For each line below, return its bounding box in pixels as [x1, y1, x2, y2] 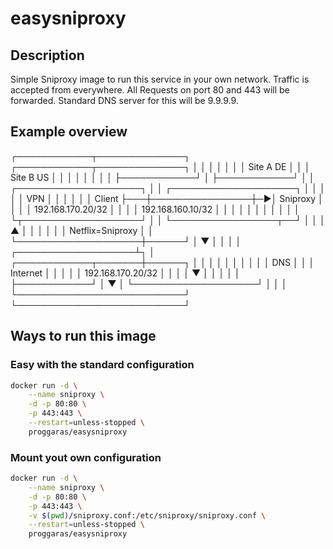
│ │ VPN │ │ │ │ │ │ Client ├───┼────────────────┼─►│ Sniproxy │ [10, 192, 324, 204]
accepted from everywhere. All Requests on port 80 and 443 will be [10, 84, 290, 96]
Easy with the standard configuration [10, 358, 195, 372]
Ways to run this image [10, 328, 157, 345]
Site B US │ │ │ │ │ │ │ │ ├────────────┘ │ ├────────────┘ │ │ [10, 171, 315, 183]
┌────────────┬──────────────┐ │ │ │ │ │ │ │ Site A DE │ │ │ [10, 160, 311, 172]
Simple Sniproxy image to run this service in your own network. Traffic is [10, 73, 310, 85]
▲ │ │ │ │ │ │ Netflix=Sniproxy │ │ [10, 224, 154, 236]
